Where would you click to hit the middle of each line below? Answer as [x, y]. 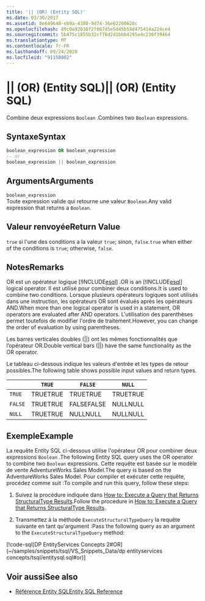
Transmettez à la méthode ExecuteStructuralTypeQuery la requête [98, 520]
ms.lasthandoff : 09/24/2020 [42, 52]
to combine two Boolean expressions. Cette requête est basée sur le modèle [102, 464]
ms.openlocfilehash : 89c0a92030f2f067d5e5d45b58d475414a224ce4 [88, 29]
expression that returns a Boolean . [49, 208]
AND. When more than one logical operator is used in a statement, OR [93, 308]
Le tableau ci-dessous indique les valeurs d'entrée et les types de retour [98, 364]
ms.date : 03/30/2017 [33, 18]
